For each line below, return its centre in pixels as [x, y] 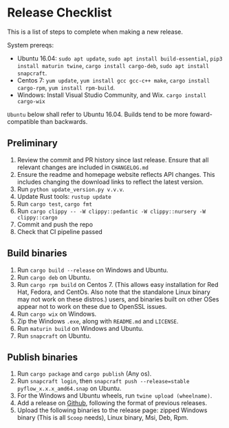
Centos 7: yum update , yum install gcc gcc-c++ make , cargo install [113, 80]
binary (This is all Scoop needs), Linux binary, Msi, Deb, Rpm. [103, 418]
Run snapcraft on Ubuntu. [54, 336]
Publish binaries [42, 357]
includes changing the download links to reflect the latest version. [110, 182]
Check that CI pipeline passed [60, 231]
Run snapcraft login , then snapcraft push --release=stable [103, 381]
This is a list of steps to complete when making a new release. [95, 32]
